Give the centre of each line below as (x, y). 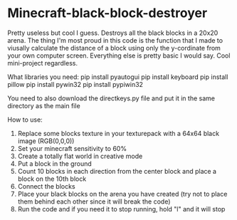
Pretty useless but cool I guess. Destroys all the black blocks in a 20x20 (113, 33)
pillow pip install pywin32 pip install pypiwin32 (75, 84)
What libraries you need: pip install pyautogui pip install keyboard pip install (118, 77)
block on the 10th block (52, 179)
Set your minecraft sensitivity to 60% (72, 148)
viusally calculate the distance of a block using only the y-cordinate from (114, 48)
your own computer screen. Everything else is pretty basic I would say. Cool (119, 56)
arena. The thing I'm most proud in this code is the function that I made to (115, 40)
